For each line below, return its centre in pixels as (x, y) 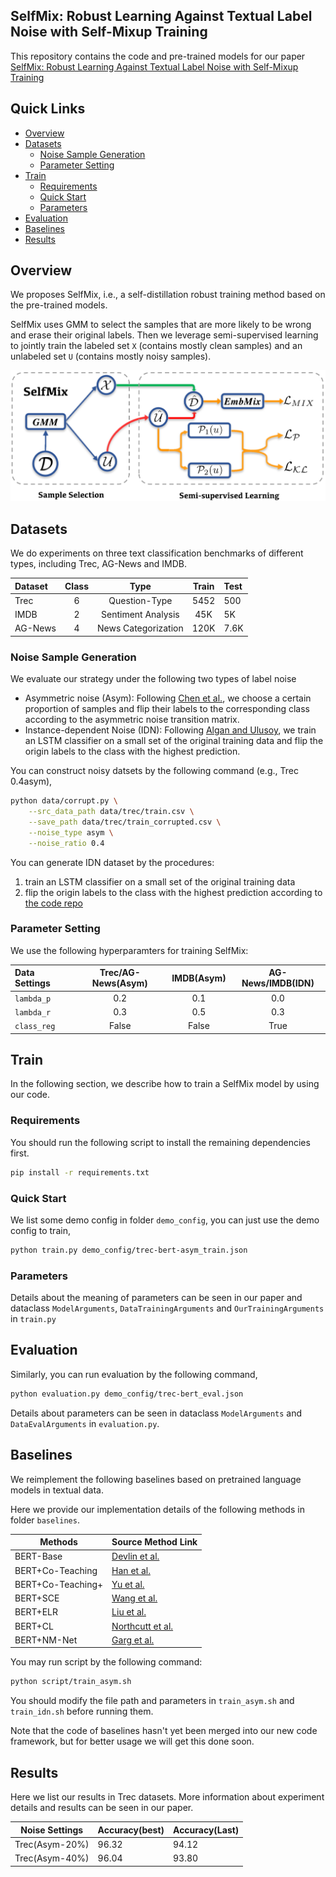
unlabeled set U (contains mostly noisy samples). (111, 356)
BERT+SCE (37, 1598)
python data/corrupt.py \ (64, 801)
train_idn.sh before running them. (82, 1711)
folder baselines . (45, 1520)
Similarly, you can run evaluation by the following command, (134, 1374)
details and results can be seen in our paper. (102, 1807)
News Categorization (140, 628)
